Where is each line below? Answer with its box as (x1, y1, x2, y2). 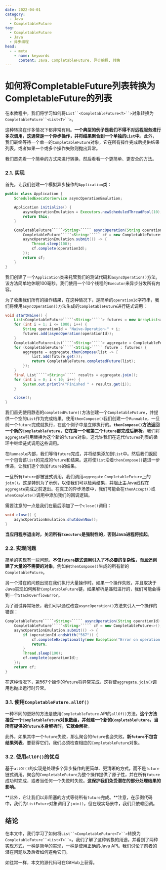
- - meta (9, 48, 28, 53)
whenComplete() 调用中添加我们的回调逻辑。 (5, 492, 93, 498)
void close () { (5, 512, 37, 518)
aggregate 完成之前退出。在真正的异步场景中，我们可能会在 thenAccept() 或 (5, 486, 156, 492)
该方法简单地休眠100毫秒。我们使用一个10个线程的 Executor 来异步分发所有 (5, 280, 156, 286)
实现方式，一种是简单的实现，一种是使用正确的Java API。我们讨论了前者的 (5, 843, 157, 849)
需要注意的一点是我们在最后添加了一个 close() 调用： (5, 502, 112, 509)
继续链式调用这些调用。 (13, 440, 62, 446)
